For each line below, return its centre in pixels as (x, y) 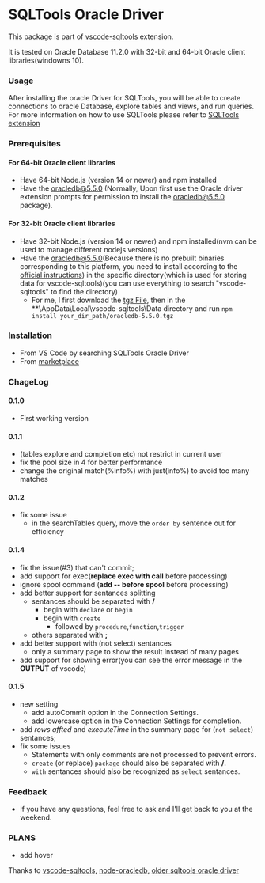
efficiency (48, 532)
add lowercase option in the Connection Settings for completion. (136, 721)
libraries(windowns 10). (46, 60)
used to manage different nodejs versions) (89, 249)
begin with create (72, 618)
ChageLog (28, 381)
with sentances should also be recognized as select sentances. (136, 771)
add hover (36, 855)
